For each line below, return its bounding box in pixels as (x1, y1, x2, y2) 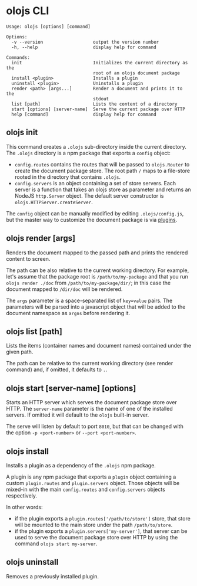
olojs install (6, 446, 49, 456)
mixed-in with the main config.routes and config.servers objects (6, 486, 166, 493)
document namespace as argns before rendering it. (6, 309, 131, 316)
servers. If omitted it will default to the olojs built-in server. (6, 411, 149, 418)
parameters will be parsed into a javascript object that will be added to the (6, 303, 186, 310)
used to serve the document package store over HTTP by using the (14, 534, 178, 541)
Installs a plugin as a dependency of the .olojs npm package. (6, 462, 156, 469)
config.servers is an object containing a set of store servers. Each (14, 179, 176, 186)
